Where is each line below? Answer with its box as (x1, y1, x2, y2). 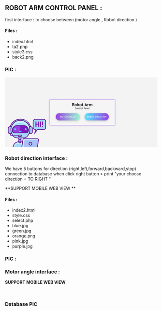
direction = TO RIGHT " (5, 176, 51, 182)
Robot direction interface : (5, 155, 68, 161)
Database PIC (5, 301, 38, 308)
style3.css (12, 49, 33, 55)
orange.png (12, 233, 35, 239)
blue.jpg (12, 223, 29, 229)
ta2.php (12, 44, 28, 50)
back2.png (12, 54, 34, 60)
